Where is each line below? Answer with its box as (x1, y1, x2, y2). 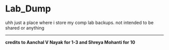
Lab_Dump (5, 3, 51, 14)
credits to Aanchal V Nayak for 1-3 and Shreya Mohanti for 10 (5, 39, 135, 45)
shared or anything (5, 24, 44, 30)
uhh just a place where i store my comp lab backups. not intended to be (5, 19, 154, 25)
